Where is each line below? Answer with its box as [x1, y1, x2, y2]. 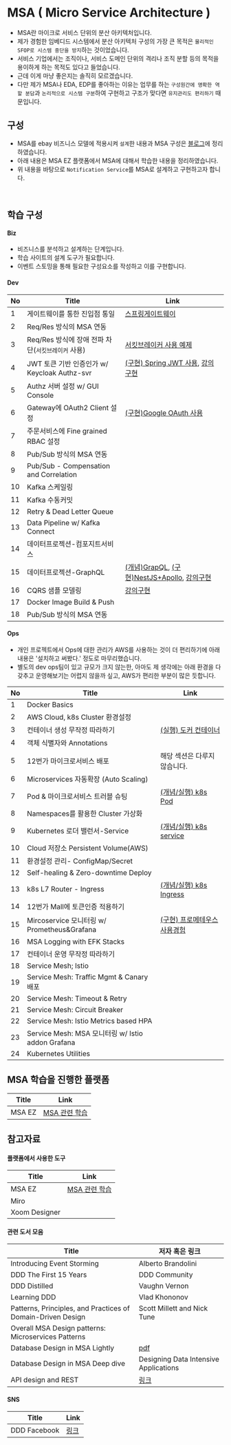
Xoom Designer [10, 1208, 60, 1217]
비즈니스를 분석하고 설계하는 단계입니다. [16, 245, 124, 253]
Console [27, 390, 54, 400]
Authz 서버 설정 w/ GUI [27, 381, 100, 391]
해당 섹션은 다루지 [160, 751, 215, 760]
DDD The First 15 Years [10, 1270, 87, 1280]
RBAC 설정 [27, 436, 60, 446]
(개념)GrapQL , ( [124, 562, 175, 572]
